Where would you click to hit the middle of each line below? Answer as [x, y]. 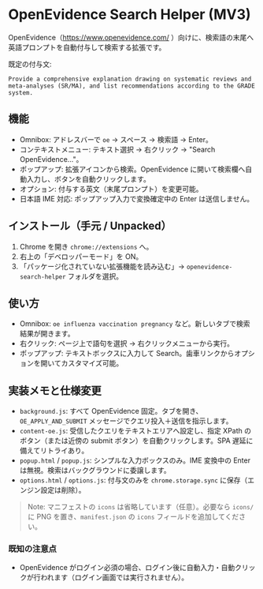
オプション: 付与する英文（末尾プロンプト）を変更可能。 [111, 189]
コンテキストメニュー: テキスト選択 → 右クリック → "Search [117, 149]
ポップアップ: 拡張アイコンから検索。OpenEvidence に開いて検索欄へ [132, 169]
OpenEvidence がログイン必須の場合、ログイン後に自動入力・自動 [127, 568]
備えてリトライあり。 [54, 451]
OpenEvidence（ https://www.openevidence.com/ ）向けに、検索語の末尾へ [131, 37]
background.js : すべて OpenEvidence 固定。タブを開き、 [111, 411]
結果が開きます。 [47, 334]
